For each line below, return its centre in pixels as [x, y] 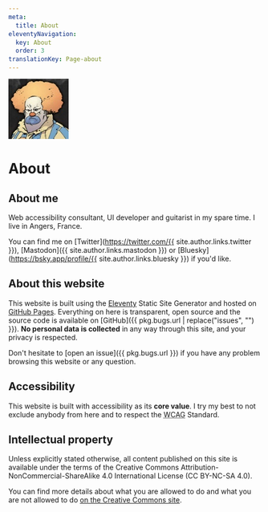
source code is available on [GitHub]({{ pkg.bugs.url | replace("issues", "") [131, 320]
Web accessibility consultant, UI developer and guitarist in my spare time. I [132, 217]
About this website [57, 284]
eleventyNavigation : [43, 34]
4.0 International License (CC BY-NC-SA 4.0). [177, 476]
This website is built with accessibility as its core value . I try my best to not [132, 406]
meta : [17, 17]
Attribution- [199, 467]
